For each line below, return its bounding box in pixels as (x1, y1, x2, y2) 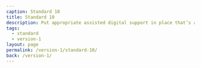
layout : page (6, 42, 39, 48)
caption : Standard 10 (6, 8, 60, 15)
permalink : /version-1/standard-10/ (6, 47, 98, 53)
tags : (6, 25, 20, 31)
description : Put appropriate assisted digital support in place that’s (6, 20, 191, 25)
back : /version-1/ (6, 53, 52, 59)
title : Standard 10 (6, 14, 55, 20)
